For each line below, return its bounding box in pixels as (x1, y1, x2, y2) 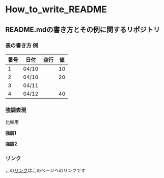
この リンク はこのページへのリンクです (5, 167, 86, 173)
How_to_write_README (5, 4, 107, 15)
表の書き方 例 (5, 42, 38, 49)
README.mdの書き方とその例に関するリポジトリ (5, 25, 160, 34)
